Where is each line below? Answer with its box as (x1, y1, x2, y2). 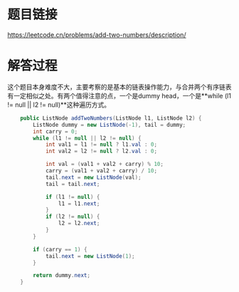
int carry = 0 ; (33, 127, 78, 135)
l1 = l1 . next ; (58, 200, 100, 207)
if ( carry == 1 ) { (33, 246, 87, 253)
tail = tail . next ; (45, 180, 100, 187)
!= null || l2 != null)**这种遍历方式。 (7, 100, 111, 109)
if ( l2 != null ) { (45, 213, 100, 221)
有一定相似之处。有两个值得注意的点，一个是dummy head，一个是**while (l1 (7, 91, 231, 100)
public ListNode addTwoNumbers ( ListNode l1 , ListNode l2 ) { (20, 115, 202, 122)
